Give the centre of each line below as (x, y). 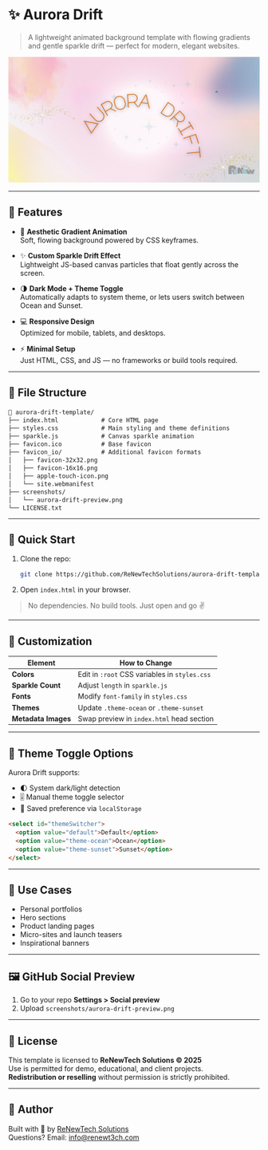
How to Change (146, 663)
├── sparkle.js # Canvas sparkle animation (101, 436)
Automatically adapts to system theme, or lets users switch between (132, 297)
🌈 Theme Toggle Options (71, 753)
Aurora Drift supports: (44, 773)
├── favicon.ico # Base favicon (80, 444)
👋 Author (31, 1110)
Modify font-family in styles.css (132, 696)
